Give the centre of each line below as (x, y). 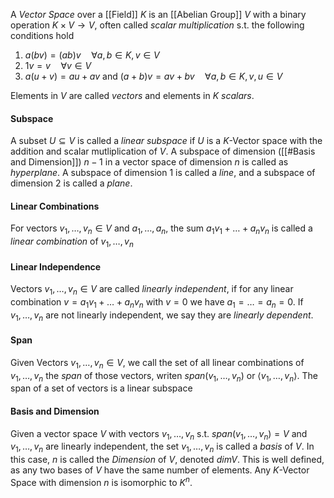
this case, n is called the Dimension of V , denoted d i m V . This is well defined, (167, 460)
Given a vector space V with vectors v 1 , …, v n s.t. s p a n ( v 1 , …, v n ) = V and (159, 434)
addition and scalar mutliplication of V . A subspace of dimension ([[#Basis (163, 151)
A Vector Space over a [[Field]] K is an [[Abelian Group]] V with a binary (158, 14)
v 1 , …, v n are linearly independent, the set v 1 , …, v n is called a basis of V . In (162, 447)
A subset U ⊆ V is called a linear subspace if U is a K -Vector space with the (166, 141)
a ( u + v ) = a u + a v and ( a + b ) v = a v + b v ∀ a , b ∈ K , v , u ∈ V (153, 76)
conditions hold (42, 35)
